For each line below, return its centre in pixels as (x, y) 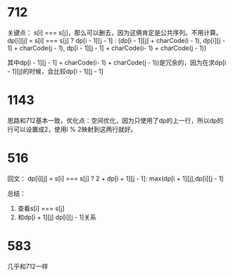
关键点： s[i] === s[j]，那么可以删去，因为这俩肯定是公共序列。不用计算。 (115, 32)
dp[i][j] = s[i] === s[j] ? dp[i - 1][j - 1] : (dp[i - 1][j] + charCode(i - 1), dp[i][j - (116, 40)
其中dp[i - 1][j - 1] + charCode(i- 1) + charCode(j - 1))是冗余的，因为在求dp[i (117, 62)
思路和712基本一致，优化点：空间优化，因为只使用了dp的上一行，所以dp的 (115, 120)
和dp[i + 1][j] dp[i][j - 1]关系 (57, 217)
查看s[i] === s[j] (41, 208)
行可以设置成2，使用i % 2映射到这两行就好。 (72, 129)
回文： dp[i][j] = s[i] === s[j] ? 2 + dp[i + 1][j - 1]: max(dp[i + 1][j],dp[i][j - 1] (115, 178)
